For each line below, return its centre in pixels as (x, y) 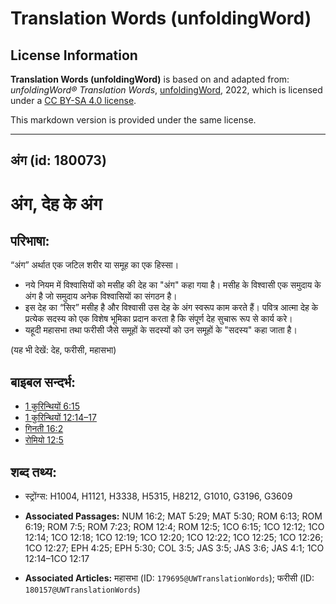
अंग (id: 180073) (58, 160)
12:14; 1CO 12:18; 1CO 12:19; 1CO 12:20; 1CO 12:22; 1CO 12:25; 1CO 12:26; (174, 538)
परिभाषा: (30, 240)
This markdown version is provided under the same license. (133, 120)
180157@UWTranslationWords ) (82, 589)
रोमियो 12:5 (44, 440)
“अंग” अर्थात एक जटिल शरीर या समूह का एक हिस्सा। (95, 265)
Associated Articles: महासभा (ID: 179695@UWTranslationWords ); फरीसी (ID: (169, 578)
